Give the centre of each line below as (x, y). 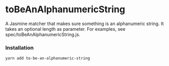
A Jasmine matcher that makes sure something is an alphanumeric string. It (84, 24)
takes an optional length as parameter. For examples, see (65, 29)
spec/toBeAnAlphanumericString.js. (43, 34)
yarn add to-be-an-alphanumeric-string (48, 58)
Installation (20, 48)
